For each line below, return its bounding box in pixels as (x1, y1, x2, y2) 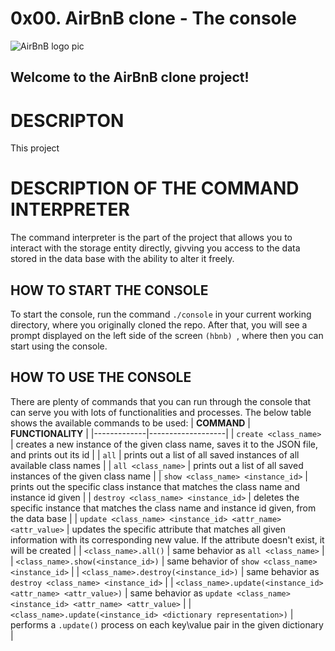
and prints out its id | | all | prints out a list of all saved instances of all (10, 448, 300, 461)
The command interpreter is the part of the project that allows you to (10, 232, 293, 244)
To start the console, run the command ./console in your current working (10, 308, 312, 321)
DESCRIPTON (10, 109, 125, 132)
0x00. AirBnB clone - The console (10, 7, 298, 30)
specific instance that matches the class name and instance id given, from (10, 502, 317, 514)
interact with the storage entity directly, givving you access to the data (10, 242, 301, 254)
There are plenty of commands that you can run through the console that (10, 395, 312, 407)
